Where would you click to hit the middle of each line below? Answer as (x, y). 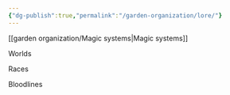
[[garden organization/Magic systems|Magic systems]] (98, 38)
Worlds (20, 53)
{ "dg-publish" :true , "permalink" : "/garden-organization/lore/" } (115, 15)
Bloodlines (25, 84)
